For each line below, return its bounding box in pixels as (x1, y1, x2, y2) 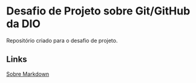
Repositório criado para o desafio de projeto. (6, 37, 118, 44)
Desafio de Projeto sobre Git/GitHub (6, 4, 191, 18)
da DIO (6, 17, 41, 31)
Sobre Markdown (6, 70, 50, 78)
